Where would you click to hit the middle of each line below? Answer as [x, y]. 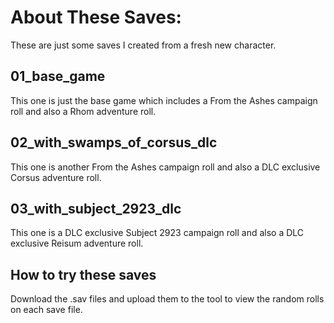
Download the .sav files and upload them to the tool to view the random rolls [167, 299]
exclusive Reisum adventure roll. [77, 243]
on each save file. [46, 310]
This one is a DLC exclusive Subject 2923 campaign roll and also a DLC [157, 233]
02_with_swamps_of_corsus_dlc [114, 142]
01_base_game [58, 76]
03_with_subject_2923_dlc [96, 208]
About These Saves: [96, 17]
